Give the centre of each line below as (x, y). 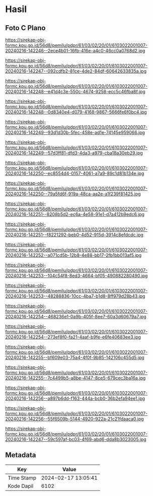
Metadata (21, 455)
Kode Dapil (21, 486)
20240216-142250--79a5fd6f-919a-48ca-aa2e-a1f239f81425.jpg (73, 194)
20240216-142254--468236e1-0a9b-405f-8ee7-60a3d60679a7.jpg (76, 316)
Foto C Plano (25, 28)
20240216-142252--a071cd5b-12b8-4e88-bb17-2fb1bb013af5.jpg (73, 255)
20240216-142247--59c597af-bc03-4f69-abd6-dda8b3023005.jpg (76, 439)
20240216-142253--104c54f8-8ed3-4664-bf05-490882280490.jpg (76, 276)
